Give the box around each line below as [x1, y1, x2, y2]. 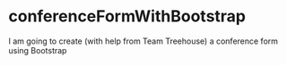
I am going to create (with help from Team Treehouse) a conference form [8, 36, 279, 46]
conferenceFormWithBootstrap [8, 6, 246, 27]
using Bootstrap [8, 45, 67, 55]
